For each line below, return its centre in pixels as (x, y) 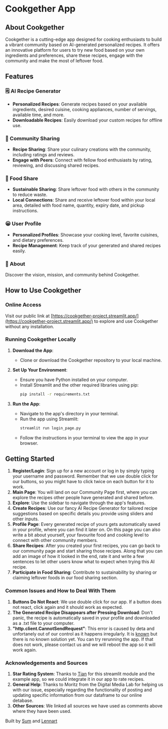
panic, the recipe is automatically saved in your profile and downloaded (86, 618)
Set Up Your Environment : (40, 370)
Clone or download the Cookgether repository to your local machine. (91, 360)
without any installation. (30, 326)
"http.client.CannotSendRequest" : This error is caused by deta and (83, 628)
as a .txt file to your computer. (43, 623)
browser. (29, 443)
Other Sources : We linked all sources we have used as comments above (88, 706)
